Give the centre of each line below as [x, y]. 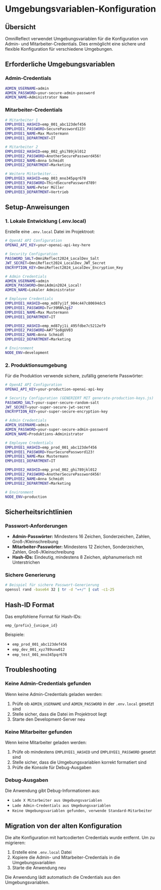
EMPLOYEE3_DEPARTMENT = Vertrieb [37, 192]
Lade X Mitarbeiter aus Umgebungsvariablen [57, 801]
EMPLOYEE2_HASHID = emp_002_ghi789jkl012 [46, 151]
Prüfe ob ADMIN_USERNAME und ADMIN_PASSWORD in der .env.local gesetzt [83, 704]
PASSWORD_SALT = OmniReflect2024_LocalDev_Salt [52, 259]
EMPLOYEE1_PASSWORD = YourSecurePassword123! [50, 452]
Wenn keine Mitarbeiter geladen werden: [46, 742]
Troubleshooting [31, 670]
